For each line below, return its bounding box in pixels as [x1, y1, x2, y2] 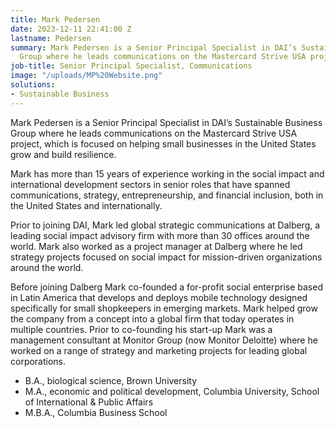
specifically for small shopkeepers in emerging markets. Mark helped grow [10, 302, 318, 314]
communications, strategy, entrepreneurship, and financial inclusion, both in [10, 189, 324, 201]
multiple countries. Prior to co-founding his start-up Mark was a [10, 323, 273, 335]
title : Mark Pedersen [10, 14, 101, 25]
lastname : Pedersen [10, 33, 92, 43]
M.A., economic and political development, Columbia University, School [24, 385, 320, 397]
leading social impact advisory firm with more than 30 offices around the [10, 229, 310, 241]
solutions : [10, 80, 56, 90]
